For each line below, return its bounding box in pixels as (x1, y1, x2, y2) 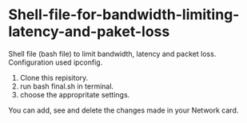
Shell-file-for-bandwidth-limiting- (8, 6, 240, 24)
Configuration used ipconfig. (8, 58, 103, 67)
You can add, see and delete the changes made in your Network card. (8, 105, 239, 115)
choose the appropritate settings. (19, 89, 130, 99)
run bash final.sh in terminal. (19, 81, 114, 91)
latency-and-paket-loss (8, 22, 170, 41)
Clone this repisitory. (19, 73, 89, 82)
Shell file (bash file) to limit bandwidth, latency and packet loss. (8, 49, 217, 58)
